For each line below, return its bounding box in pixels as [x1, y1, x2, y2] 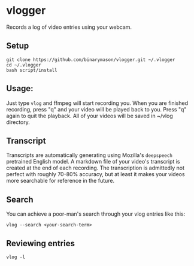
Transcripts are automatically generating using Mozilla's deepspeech [6, 152, 172, 159]
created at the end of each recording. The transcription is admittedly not [6, 164, 184, 171]
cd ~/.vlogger [6, 62, 42, 68]
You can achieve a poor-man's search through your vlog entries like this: [6, 210, 186, 217]
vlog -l [6, 254, 26, 260]
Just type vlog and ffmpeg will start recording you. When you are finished [6, 99, 189, 107]
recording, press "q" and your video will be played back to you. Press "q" [6, 105, 187, 113]
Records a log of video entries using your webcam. [6, 23, 132, 31]
